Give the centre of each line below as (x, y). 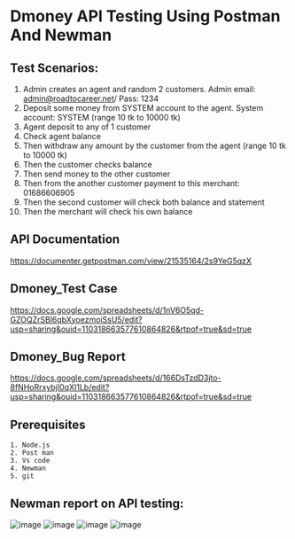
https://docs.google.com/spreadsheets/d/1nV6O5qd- (107, 310)
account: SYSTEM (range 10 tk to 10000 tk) (101, 117)
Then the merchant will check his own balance (108, 211)
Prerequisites (48, 424)
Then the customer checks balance (88, 164)
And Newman (61, 35)
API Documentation (65, 240)
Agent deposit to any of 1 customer (87, 127)
